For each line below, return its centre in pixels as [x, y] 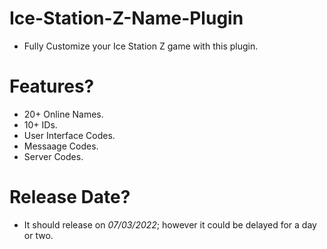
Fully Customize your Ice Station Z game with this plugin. [141, 46]
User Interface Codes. [69, 135]
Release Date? [70, 197]
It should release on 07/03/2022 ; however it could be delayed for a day [170, 224]
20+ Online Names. [63, 114]
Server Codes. [53, 156]
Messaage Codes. [61, 146]
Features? [52, 86]
